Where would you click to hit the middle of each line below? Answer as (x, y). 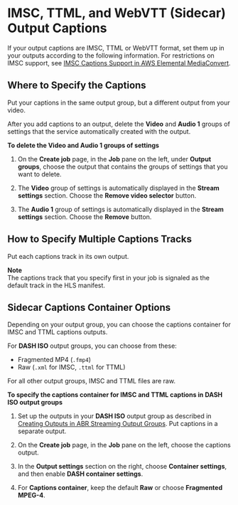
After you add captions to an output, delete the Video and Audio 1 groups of (119, 124)
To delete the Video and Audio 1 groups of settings (83, 145)
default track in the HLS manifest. (56, 285)
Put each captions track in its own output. (68, 256)
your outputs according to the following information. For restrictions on (111, 55)
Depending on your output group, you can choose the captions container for (119, 324)
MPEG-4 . (31, 495)
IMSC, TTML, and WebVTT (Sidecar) (117, 13)
